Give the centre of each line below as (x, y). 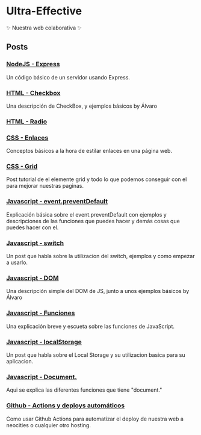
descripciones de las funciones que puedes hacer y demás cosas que (93, 221)
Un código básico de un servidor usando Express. (68, 77)
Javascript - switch (35, 243)
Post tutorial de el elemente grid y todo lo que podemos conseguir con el (97, 179)
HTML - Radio (26, 122)
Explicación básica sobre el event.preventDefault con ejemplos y (86, 214)
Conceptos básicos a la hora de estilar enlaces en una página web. (89, 151)
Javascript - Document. (42, 377)
